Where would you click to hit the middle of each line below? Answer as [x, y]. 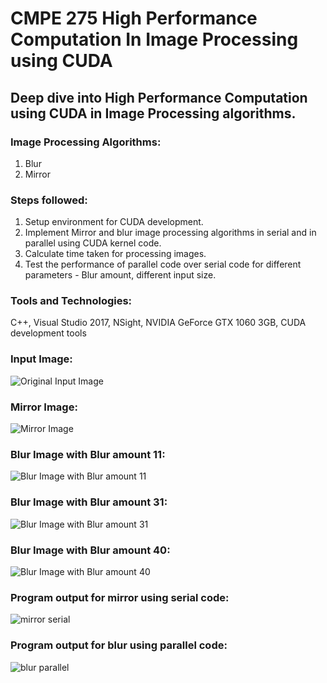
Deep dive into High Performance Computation [159, 97]
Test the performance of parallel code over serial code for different [163, 264]
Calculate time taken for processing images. [115, 254]
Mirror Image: [44, 407]
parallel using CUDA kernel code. [93, 243]
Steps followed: [49, 200]
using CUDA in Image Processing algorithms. [153, 113]
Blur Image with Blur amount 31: [89, 502]
